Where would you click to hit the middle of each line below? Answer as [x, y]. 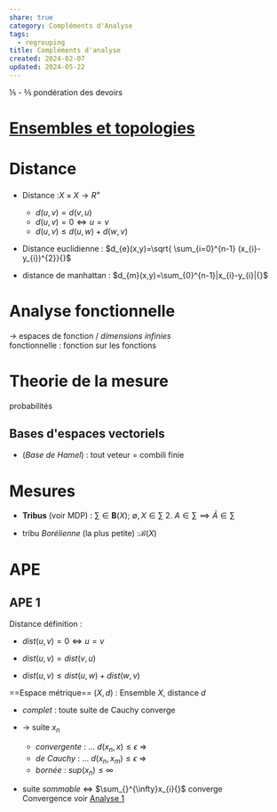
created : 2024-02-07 [47, 59]
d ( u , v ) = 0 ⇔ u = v [72, 221]
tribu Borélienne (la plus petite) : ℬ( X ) [89, 534]
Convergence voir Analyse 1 [73, 799]
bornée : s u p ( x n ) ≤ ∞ [74, 771]
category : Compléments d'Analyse [71, 26]
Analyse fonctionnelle [92, 311]
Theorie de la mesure [89, 381]
